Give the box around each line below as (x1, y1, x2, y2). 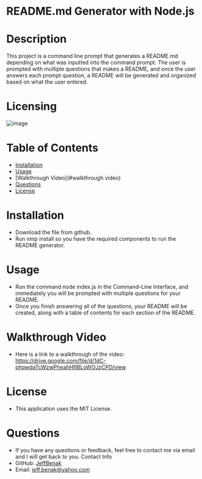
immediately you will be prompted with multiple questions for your (15, 289, 181, 297)
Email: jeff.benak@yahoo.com (15, 466, 90, 473)
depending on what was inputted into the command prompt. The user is (6, 59, 186, 66)
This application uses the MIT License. (15, 405, 113, 412)
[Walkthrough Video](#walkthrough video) (15, 174, 121, 181)
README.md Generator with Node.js (6, 4, 195, 18)
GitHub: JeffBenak (15, 459, 62, 467)
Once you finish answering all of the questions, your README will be (15, 302, 187, 310)
